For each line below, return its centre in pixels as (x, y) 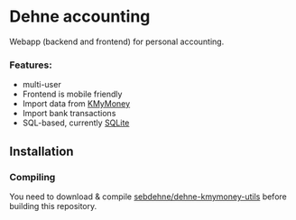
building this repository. (53, 206)
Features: (31, 65)
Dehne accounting (80, 17)
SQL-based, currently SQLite (76, 123)
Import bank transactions (69, 114)
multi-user (42, 85)
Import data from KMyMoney (76, 104)
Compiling (32, 177)
